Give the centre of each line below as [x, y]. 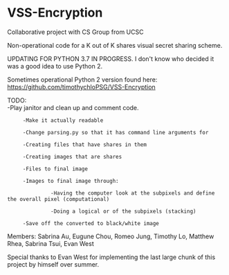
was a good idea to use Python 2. [55, 66]
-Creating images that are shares [72, 157]
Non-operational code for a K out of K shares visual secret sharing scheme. [115, 45]
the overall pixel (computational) [58, 199]
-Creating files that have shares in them [85, 144]
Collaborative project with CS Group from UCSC [75, 32]
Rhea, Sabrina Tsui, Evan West [51, 243]
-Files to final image [55, 169]
